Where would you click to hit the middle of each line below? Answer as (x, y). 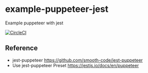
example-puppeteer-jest (57, 9)
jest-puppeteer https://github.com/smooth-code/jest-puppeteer (77, 60)
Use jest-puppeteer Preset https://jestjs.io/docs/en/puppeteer (75, 65)
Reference (22, 48)
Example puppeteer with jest (34, 23)
